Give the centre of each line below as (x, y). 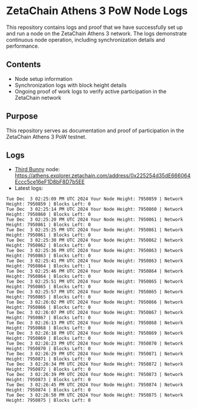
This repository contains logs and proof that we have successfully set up (94, 27)
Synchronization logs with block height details (70, 85)
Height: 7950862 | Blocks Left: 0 (49, 246)
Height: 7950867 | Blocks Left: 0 (49, 318)
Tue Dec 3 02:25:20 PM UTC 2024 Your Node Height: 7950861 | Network (95, 220)
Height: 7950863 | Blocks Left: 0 (49, 256)
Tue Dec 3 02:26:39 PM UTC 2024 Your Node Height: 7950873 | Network (95, 375)
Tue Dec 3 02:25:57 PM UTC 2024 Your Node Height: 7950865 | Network (95, 292)
